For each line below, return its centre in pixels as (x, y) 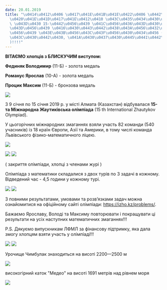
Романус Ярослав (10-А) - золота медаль (49, 76)
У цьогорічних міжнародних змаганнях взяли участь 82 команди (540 (80, 124)
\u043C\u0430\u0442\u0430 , (38, 38)
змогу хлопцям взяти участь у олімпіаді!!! (50, 234)
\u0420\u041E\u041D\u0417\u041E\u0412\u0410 (56, 19)
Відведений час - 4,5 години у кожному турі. (53, 179)
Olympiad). (16, 114)
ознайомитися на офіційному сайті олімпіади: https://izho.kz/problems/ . (81, 204)
